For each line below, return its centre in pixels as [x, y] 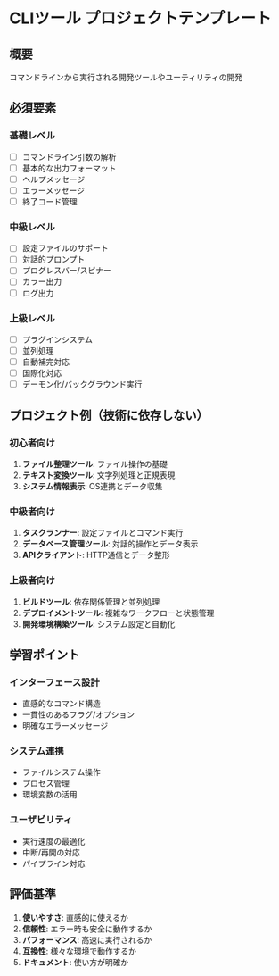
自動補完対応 [45, 362]
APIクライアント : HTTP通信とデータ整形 [96, 555]
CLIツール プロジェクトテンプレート [140, 18]
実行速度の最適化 [53, 841]
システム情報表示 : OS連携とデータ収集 [92, 486]
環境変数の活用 [49, 795]
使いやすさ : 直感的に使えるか [75, 917]
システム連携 [37, 751]
